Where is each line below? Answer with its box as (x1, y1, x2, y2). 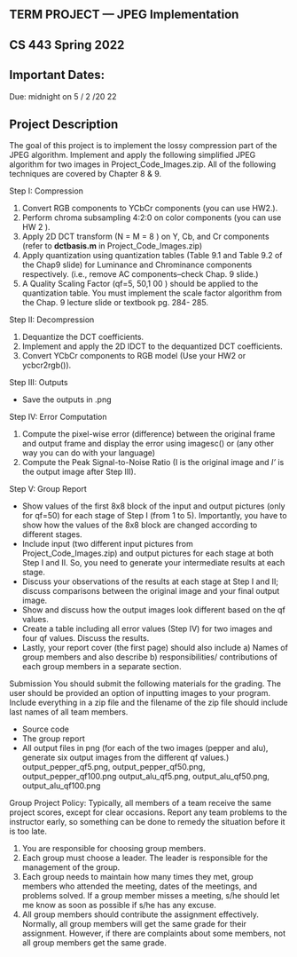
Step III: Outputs (9, 377, 68, 388)
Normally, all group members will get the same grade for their (21, 919, 246, 929)
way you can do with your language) (21, 447, 156, 458)
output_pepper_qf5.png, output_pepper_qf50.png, (21, 762, 206, 772)
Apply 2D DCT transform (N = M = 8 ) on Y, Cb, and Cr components (21, 231, 270, 242)
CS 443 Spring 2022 (9, 37, 125, 52)
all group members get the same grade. (21, 937, 167, 948)
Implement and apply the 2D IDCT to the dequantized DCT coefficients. (21, 341, 284, 352)
